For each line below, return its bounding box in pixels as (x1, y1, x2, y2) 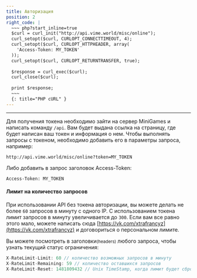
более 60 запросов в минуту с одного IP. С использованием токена (6, 207, 175, 215)
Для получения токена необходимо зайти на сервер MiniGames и (6, 118, 171, 125)
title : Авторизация (6, 8, 54, 15)
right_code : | (6, 19, 41, 25)
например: (6, 142, 33, 150)
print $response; (11, 85, 54, 91)
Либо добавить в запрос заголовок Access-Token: (6, 164, 132, 171)
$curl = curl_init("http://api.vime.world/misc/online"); (11, 31, 157, 36)
